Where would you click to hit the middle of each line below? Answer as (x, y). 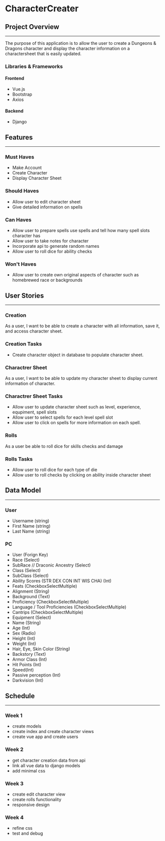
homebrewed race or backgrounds (47, 280)
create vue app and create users (45, 737)
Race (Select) (26, 560)
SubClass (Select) (30, 576)
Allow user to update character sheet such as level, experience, (77, 407)
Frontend (15, 78)
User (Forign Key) (30, 555)
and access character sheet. (34, 331)
